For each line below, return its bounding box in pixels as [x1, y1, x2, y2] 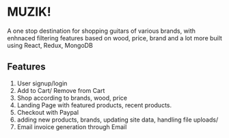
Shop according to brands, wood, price [16, 94, 128, 102]
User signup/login [16, 79, 68, 87]
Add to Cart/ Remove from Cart [16, 86, 105, 94]
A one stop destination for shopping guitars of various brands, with [7, 27, 196, 35]
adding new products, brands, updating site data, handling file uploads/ [16, 115, 219, 124]
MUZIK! [7, 4, 51, 20]
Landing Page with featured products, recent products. [16, 100, 172, 109]
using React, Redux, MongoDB [7, 41, 94, 49]
